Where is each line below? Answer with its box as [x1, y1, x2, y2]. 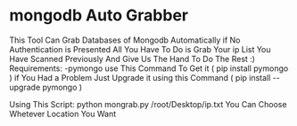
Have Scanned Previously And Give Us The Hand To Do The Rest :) [9, 53, 256, 64]
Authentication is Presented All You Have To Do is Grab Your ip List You [9, 43, 271, 54]
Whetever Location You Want [9, 108, 117, 119]
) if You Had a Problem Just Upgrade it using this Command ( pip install [9, 72, 271, 83]
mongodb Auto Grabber [9, 5, 189, 26]
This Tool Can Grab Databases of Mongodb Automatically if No [9, 35, 241, 45]
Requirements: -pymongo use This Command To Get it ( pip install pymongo [9, 63, 289, 74]
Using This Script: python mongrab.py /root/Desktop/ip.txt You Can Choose [9, 98, 287, 109]
